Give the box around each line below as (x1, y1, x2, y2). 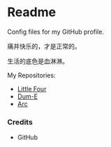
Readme (7, 4, 57, 20)
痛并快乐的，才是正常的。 (7, 41, 81, 50)
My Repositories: (7, 71, 56, 79)
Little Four (17, 84, 47, 93)
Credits (7, 117, 33, 127)
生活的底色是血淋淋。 (7, 57, 68, 65)
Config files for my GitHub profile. (7, 27, 105, 36)
